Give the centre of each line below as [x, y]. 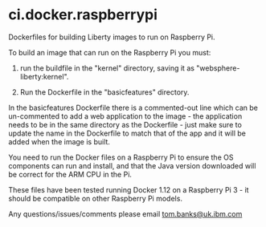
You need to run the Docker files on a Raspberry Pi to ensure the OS [121, 157]
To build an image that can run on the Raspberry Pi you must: [110, 52]
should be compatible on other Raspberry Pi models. [96, 198]
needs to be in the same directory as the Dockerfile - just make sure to [125, 124]
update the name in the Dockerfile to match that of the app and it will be [127, 133]
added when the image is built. [59, 141]
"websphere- [218, 68]
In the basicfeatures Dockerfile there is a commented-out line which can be [133, 107]
